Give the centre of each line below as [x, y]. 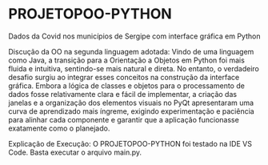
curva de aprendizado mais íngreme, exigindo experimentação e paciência [131, 111]
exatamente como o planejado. [59, 128]
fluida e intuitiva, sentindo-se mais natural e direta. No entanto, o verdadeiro [134, 68]
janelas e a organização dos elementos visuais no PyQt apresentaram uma [131, 103]
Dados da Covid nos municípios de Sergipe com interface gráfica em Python [134, 36]
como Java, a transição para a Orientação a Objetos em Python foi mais [127, 60]
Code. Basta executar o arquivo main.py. [75, 152]
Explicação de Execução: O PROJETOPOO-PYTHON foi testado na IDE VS [130, 143]
